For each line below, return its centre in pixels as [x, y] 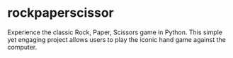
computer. [22, 47]
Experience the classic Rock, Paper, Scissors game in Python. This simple [115, 32]
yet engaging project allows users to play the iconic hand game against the [117, 39]
